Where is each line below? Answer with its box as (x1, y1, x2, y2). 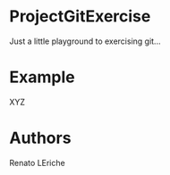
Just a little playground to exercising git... (9, 36, 161, 46)
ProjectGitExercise (9, 6, 151, 27)
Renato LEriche (9, 157, 65, 168)
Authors (9, 128, 72, 148)
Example (9, 67, 75, 87)
